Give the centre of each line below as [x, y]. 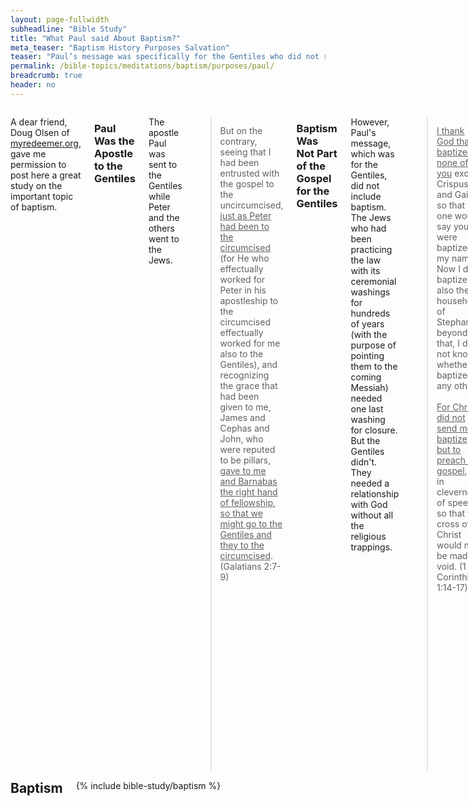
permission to [38, 164]
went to [164, 238]
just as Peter [245, 215]
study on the [36, 185]
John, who [241, 438]
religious [368, 536]
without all [372, 515]
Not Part [317, 153]
